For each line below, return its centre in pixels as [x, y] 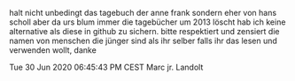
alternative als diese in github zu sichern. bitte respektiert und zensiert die [144, 31]
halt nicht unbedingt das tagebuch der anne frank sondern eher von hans [143, 13]
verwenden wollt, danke [53, 50]
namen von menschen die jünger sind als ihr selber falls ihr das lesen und [143, 40]
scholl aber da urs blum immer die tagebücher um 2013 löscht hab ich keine [147, 22]
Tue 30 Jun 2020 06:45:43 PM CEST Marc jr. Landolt [106, 67]
